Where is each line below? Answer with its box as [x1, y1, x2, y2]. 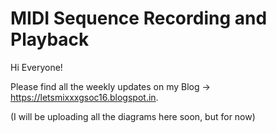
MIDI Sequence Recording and [10, 7, 268, 30]
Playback [10, 28, 90, 51]
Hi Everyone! [10, 61, 63, 73]
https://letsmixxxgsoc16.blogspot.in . [10, 91, 159, 103]
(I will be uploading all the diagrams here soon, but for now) [10, 110, 256, 122]
